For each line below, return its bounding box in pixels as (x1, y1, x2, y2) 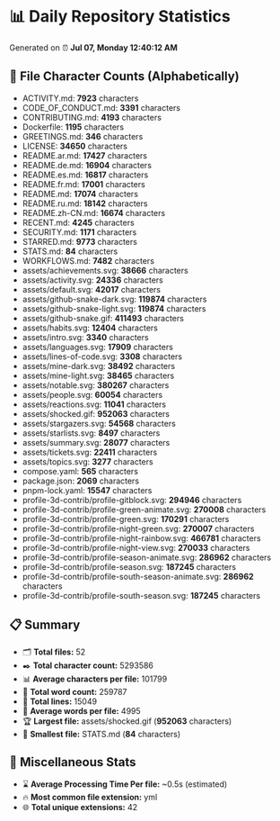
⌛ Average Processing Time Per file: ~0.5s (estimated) (22, 779, 228, 789)
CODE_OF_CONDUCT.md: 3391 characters (22, 102, 181, 113)
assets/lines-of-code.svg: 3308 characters (22, 351, 182, 362)
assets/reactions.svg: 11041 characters (22, 399, 167, 410)
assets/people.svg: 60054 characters (22, 389, 163, 400)
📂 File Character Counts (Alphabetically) (9, 68, 240, 85)
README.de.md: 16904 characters (22, 159, 153, 170)
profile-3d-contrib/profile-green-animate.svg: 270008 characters (22, 504, 267, 515)
